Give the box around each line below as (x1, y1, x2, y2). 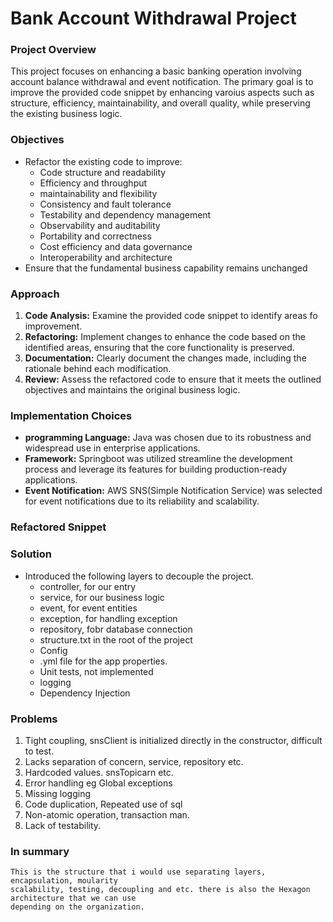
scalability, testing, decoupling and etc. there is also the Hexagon (10, 885, 311, 895)
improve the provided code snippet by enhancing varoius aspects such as (10, 87, 315, 99)
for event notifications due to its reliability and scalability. (24, 495, 260, 507)
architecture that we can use (10, 893, 137, 904)
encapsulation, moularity (10, 876, 118, 886)
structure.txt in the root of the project (39, 633, 193, 646)
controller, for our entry (39, 580, 137, 592)
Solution (10, 547, 53, 561)
